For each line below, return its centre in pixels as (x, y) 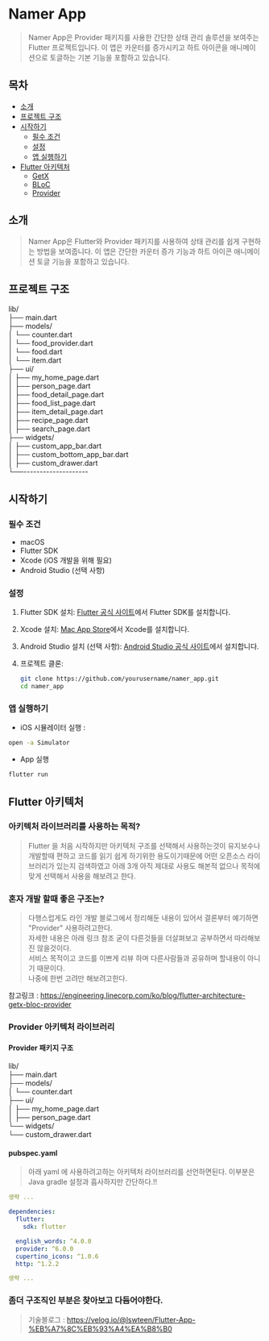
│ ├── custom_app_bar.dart (55, 446)
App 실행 (35, 759)
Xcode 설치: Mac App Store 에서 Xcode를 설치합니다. (105, 629)
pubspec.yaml (33, 1152)
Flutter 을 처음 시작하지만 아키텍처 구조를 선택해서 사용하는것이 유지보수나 (144, 845)
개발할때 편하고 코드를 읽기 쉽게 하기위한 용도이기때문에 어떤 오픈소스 (137, 856)
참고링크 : (23, 995)
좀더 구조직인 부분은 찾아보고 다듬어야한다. (86, 1301)
